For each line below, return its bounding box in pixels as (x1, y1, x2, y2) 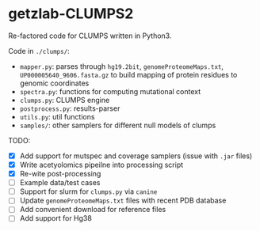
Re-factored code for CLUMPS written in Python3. (8, 31, 172, 40)
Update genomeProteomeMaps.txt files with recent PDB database (19, 195, 227, 206)
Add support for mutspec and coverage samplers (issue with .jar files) (19, 151, 253, 161)
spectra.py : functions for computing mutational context (19, 86, 201, 96)
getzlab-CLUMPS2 (8, 5, 134, 23)
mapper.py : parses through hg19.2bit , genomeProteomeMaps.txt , (19, 61, 224, 71)
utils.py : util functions (19, 112, 95, 121)
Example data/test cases (19, 178, 101, 187)
